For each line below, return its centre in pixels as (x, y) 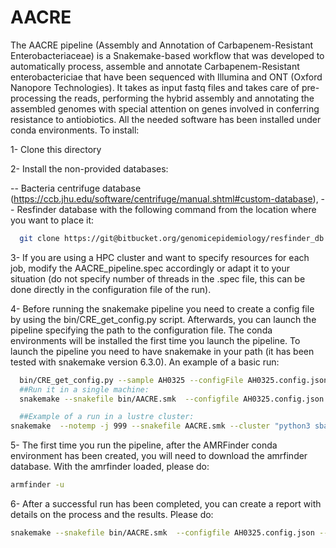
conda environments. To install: (75, 130)
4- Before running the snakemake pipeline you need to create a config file (162, 308)
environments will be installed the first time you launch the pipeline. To (155, 340)
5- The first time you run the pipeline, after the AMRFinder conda (144, 445)
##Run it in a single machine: (84, 389)
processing (33, 98)
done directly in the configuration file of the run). (111, 289)
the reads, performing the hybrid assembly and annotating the (186, 98)
